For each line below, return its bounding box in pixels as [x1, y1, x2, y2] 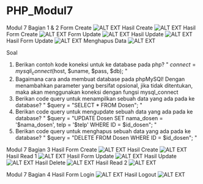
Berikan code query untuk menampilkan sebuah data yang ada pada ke [15, 94, 195, 102]
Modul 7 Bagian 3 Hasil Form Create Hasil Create [6, 145, 158, 153]
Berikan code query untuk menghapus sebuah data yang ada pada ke [15, 127, 191, 135]
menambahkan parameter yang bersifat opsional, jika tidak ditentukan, [15, 82, 193, 89]
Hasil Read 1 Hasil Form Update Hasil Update [6, 152, 177, 159]
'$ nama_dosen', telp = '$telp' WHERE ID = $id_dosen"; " [15, 121, 157, 128]
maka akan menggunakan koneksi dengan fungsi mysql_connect [15, 88, 179, 96]
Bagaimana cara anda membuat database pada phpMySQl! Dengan [15, 75, 185, 83]
